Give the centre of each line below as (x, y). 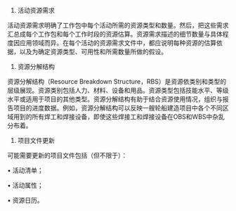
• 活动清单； (25, 170)
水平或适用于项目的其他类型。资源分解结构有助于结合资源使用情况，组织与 (115, 99)
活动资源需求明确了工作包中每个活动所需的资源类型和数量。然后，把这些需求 (118, 25)
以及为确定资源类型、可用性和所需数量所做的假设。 (93, 52)
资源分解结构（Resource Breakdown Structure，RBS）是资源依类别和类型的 (117, 82)
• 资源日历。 (25, 200)
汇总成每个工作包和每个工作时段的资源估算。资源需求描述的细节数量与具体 (115, 34)
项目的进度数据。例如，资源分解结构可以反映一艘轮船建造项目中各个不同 (118, 108)
